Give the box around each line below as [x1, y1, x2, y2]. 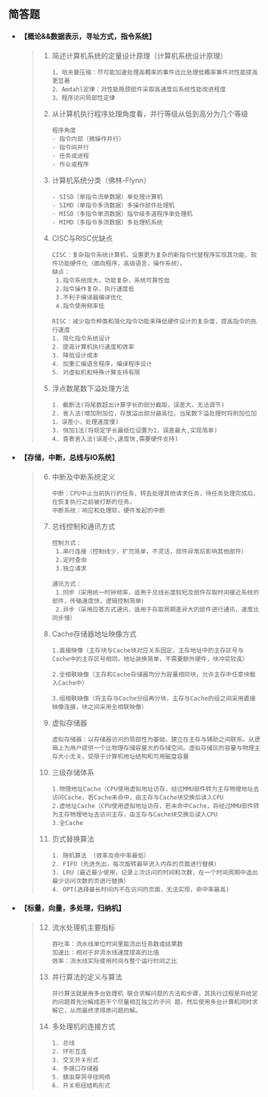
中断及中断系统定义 [51, 471, 116, 482]
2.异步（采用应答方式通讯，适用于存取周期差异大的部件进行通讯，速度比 [55, 605, 260, 614]
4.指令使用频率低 [55, 302, 106, 310]
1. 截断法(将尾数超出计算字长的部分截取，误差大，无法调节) [51, 401, 226, 409]
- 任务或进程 [51, 151, 90, 160]
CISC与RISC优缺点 [51, 233, 114, 242]
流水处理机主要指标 [51, 923, 116, 932]
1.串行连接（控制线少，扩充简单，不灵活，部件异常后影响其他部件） [55, 547, 248, 555]
